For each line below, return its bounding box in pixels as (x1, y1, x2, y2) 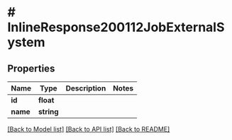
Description (65, 83, 106, 93)
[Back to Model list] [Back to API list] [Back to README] (7, 125, 170, 133)
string (38, 107, 59, 117)
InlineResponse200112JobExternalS (7, 19, 225, 35)
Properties (7, 62, 55, 74)
